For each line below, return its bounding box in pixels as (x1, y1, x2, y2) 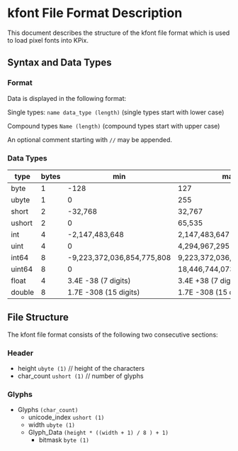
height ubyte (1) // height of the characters (17, 364, 145, 373)
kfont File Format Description (7, 5, 183, 21)
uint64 (11, 264, 33, 274)
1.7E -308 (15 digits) (67, 287, 140, 297)
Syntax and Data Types (7, 57, 112, 69)
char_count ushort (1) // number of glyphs (17, 371, 144, 381)
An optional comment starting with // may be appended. (7, 135, 172, 143)
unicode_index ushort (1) (28, 413, 105, 422)
